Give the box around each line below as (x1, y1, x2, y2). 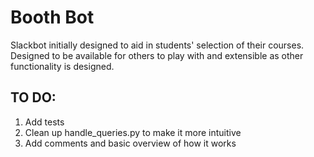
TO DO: (10, 89, 57, 106)
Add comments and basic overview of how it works (24, 137, 237, 149)
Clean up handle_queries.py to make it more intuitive (24, 126, 242, 138)
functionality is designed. (10, 60, 115, 72)
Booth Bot (10, 6, 95, 29)
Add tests (24, 116, 65, 128)
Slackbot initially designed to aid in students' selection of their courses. (10, 39, 305, 51)
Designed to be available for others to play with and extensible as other (10, 49, 304, 61)
